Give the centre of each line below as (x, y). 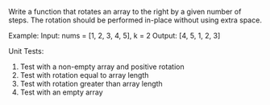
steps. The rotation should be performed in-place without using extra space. (135, 20)
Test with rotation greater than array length (91, 84)
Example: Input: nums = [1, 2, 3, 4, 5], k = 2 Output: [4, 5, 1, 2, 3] (114, 36)
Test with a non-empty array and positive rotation (102, 67)
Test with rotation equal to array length (84, 75)
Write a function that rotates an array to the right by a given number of (125, 12)
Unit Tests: (26, 51)
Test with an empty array (61, 92)
